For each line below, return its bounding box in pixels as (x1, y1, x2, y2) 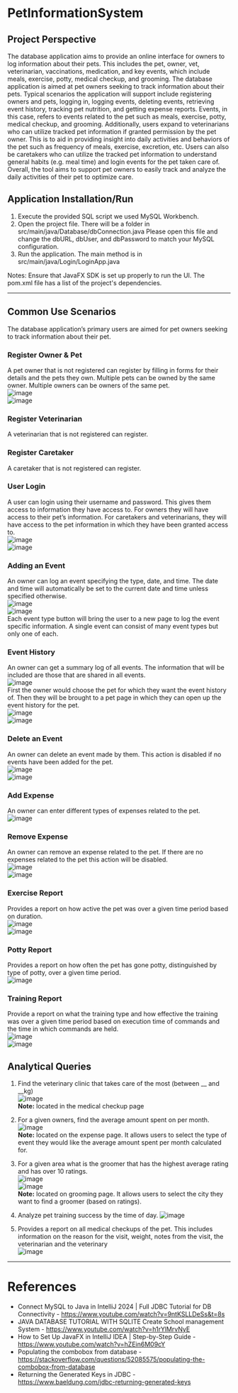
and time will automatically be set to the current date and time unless (7, 584, 209, 593)
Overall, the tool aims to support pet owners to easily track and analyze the (7, 165, 227, 173)
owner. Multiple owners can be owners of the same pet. (7, 381, 170, 390)
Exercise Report (7, 888, 64, 898)
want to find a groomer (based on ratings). (17, 1197, 142, 1206)
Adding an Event (7, 561, 66, 571)
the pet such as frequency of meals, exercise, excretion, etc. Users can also (7, 143, 229, 150)
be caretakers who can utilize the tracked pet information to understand (7, 150, 217, 158)
